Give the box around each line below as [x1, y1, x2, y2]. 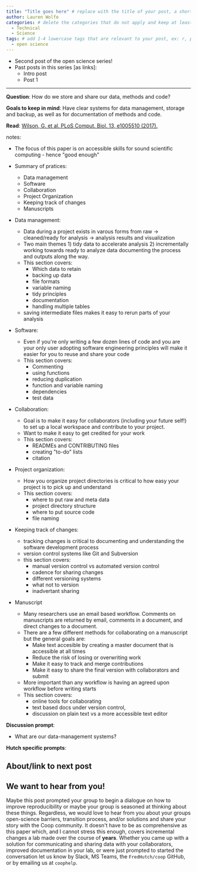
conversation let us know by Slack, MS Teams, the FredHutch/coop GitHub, [6, 853, 186, 860]
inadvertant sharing [32, 587, 80, 594]
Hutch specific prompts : [6, 744, 66, 751]
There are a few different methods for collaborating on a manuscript [23, 629, 188, 636]
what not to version [32, 581, 79, 588]
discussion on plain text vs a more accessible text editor [32, 710, 168, 717]
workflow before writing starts [23, 685, 97, 692]
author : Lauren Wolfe [6, 14, 59, 20]
